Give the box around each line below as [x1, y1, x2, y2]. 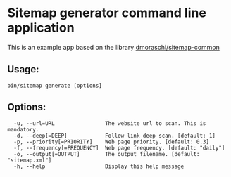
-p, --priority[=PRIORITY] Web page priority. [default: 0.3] [13, 138, 210, 145]
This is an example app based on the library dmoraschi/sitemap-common [7, 43, 220, 51]
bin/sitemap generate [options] [7, 82, 102, 89]
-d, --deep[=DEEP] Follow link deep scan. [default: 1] [13, 132, 216, 139]
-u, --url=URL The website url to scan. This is [13, 119, 206, 127]
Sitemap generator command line [7, 5, 206, 21]
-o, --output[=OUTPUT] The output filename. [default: [13, 150, 200, 157]
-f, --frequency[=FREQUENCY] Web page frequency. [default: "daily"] [13, 144, 225, 152]
